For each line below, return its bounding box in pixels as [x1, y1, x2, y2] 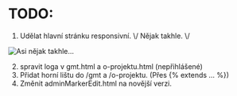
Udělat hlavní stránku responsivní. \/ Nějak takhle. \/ [19, 31, 191, 40]
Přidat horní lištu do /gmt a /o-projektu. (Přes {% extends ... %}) [19, 70, 229, 79]
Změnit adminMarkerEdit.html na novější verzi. [19, 79, 173, 88]
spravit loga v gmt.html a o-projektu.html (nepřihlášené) [19, 61, 203, 71]
